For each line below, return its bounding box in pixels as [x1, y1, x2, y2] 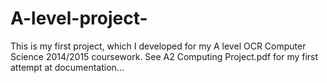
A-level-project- [10, 7, 148, 30]
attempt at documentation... [10, 61, 125, 73]
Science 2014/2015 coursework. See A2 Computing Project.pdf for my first [10, 50, 319, 62]
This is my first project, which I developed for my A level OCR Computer [10, 40, 307, 52]
